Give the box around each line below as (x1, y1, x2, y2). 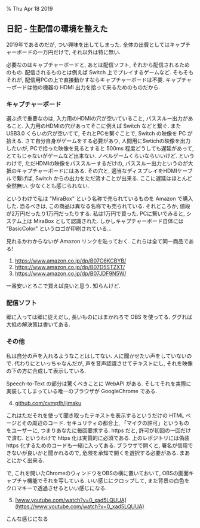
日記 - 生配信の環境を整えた (6, 24, 108, 34)
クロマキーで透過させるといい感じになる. (6, 484, 107, 491)
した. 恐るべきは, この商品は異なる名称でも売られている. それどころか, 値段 (6, 203, 191, 210)
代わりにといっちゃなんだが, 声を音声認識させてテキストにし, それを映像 (14, 360, 193, 367)
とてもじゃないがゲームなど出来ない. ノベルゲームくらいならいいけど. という (6, 152, 195, 159)
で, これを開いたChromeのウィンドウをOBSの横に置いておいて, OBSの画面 (6, 469, 189, 476)
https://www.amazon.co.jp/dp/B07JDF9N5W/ (14, 270, 127, 277)
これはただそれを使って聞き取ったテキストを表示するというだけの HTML (6, 412, 184, 419)
